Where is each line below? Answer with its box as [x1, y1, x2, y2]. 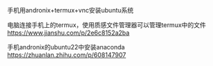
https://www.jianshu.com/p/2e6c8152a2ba [7, 28, 130, 37]
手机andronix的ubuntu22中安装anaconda [7, 43, 125, 51]
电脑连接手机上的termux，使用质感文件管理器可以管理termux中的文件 [7, 21, 207, 29]
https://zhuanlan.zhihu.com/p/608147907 [7, 51, 127, 59]
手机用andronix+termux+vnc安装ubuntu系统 [7, 6, 134, 14]
